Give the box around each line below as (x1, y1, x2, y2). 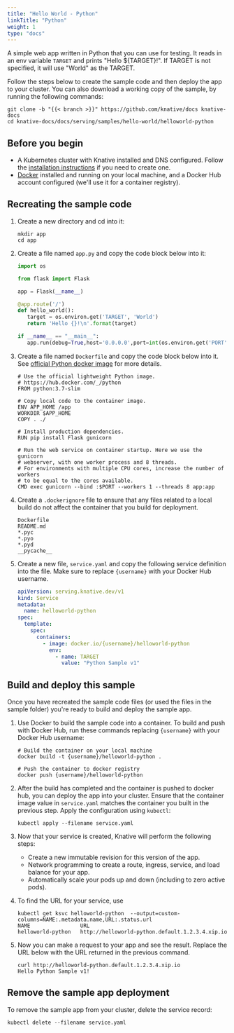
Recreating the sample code (7, 198, 132, 210)
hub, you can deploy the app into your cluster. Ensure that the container (17, 791, 224, 800)
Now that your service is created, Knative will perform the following (17, 832, 212, 841)
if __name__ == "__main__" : (17, 333, 100, 340)
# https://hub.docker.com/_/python (17, 379, 122, 386)
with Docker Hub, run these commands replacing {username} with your (17, 726, 221, 734)
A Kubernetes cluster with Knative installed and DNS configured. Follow (17, 156, 224, 165)
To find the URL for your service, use (17, 896, 124, 905)
